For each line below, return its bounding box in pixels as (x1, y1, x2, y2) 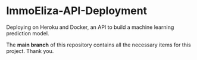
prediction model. (6, 29, 49, 36)
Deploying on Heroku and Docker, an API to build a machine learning (6, 24, 174, 31)
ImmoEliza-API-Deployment (6, 4, 148, 18)
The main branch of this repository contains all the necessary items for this (6, 41, 192, 48)
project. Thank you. (6, 47, 54, 54)
